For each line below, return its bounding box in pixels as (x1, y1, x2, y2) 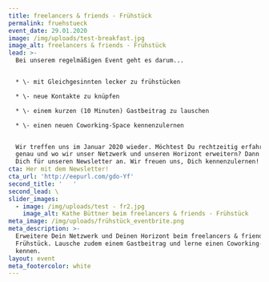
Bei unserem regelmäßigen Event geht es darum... (15, 57, 184, 65)
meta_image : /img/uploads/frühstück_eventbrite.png (8, 217, 184, 225)
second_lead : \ (8, 187, 59, 195)
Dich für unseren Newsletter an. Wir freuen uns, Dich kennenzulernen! (15, 158, 260, 166)
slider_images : (8, 195, 59, 203)
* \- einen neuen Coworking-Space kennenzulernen (15, 121, 184, 129)
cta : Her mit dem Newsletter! (8, 165, 110, 173)
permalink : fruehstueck (8, 19, 88, 27)
